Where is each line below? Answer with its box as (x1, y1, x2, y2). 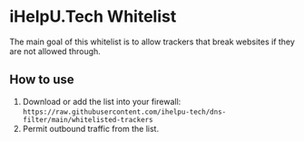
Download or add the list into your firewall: (22, 96, 181, 107)
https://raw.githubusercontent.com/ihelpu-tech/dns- (22, 107, 227, 117)
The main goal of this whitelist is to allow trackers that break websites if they (9, 36, 295, 47)
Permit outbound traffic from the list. (22, 123, 160, 134)
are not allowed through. (9, 45, 102, 56)
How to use (9, 72, 74, 88)
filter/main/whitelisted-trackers (22, 115, 153, 124)
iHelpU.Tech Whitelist (9, 6, 177, 27)
